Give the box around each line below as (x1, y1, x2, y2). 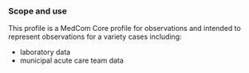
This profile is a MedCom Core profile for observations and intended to (8, 24, 241, 33)
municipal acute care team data (19, 56, 124, 65)
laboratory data (19, 48, 71, 57)
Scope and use (8, 6, 68, 17)
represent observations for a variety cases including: (8, 32, 182, 41)
